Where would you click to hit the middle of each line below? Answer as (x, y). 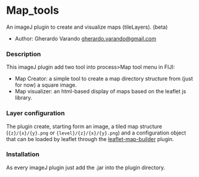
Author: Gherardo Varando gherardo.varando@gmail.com (85, 38)
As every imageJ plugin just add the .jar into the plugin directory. (86, 167)
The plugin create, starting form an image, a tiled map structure (84, 126)
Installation (23, 154)
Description (24, 54)
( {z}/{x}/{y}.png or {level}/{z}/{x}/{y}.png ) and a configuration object (96, 133)
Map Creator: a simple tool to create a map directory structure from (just (104, 79)
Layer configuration (36, 113)
